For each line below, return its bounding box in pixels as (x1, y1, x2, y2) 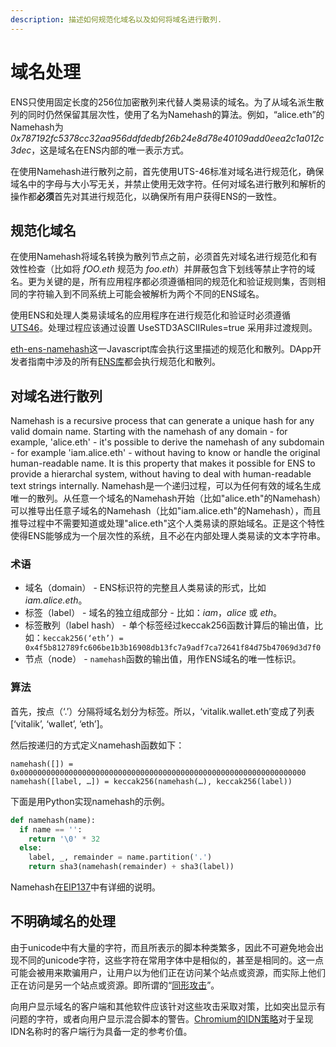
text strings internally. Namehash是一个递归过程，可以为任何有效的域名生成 (10, 480, 322, 492)
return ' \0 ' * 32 (28, 834, 101, 844)
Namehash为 (10, 121, 64, 133)
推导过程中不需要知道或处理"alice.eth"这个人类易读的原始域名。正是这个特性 (10, 517, 325, 530)
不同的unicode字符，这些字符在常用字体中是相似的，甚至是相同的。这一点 (18, 954, 325, 966)
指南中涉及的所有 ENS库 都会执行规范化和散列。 (27, 356, 221, 368)
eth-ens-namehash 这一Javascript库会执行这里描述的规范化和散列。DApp (10, 343, 313, 355)
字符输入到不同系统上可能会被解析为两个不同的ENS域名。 (27, 288, 265, 300)
